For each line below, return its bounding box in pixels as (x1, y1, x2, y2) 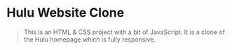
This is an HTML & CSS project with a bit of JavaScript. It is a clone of (23, 28, 226, 36)
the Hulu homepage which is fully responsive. (23, 35, 156, 43)
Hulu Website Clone (6, 5, 125, 21)
